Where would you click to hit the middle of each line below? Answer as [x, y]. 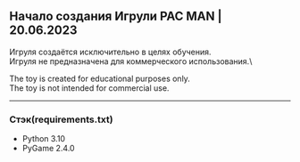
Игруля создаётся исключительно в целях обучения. [110, 52]
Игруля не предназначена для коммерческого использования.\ [131, 61]
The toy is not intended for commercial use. [89, 88]
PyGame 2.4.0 [48, 149]
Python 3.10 [43, 139]
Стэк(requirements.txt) [61, 119]
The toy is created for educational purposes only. [100, 78]
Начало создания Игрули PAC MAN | [116, 16]
